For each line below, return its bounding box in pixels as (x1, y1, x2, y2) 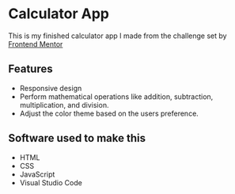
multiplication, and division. (19, 100, 109, 109)
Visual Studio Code (19, 177, 83, 187)
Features (8, 63, 53, 76)
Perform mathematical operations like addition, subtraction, (19, 92, 214, 101)
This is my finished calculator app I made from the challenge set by (8, 31, 227, 40)
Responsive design (19, 83, 82, 93)
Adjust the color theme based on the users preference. (19, 108, 199, 118)
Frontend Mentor (8, 39, 63, 48)
